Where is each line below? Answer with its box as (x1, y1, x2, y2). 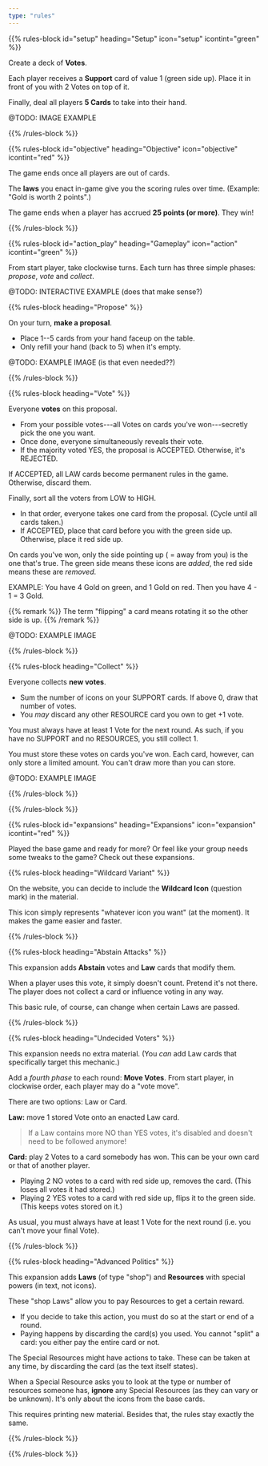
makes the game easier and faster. (8, 915, 122, 926)
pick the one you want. (19, 428, 96, 438)
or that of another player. (8, 1160, 90, 1170)
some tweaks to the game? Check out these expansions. (8, 852, 195, 862)
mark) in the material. (8, 891, 78, 902)
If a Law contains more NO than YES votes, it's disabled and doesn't (27, 1128, 254, 1137)
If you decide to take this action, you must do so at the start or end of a (19, 1311, 254, 1321)
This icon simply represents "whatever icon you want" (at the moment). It (8, 907, 250, 917)
